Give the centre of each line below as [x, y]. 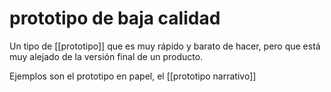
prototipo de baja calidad [115, 18]
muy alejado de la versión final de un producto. [106, 56]
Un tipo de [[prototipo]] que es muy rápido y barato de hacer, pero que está [165, 46]
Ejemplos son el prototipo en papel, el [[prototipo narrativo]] [133, 76]
